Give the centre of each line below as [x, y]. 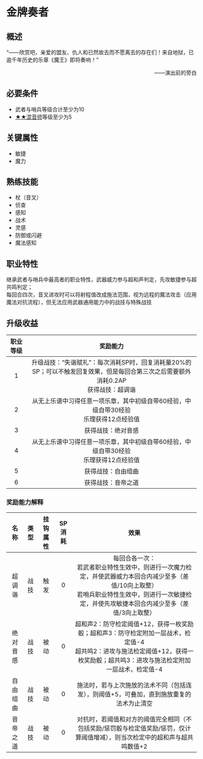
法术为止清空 [134, 703]
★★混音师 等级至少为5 [43, 117]
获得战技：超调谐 [111, 389]
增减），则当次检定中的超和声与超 [140, 737]
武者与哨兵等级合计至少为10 [50, 109]
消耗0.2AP [111, 380]
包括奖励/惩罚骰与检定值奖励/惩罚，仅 [131, 728]
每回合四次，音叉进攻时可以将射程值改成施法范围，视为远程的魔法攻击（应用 [101, 295]
